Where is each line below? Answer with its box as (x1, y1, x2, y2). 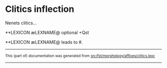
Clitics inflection (5, 3, 75, 15)
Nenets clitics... (5, 20, 37, 26)
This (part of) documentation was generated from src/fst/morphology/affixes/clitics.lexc (5, 53, 156, 58)
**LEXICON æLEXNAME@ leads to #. (5, 39, 83, 45)
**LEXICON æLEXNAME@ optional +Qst (5, 29, 89, 35)
